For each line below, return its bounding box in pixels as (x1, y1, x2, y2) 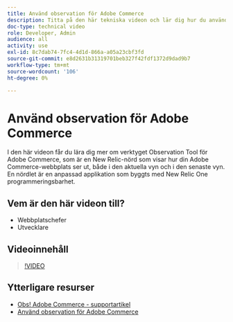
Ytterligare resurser (7, 282, 95, 294)
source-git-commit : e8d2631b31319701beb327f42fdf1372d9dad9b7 (7, 55, 191, 62)
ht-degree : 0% (7, 74, 49, 82)
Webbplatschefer (17, 216, 67, 224)
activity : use (7, 42, 49, 49)
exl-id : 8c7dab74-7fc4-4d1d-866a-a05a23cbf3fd (7, 49, 144, 56)
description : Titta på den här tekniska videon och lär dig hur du (7, 17, 207, 24)
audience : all (7, 36, 49, 43)
